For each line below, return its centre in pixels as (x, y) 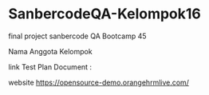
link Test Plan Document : (50, 67)
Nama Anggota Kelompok (51, 51)
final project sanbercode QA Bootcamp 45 (77, 36)
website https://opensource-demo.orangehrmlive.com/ (99, 82)
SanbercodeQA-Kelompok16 (105, 14)
